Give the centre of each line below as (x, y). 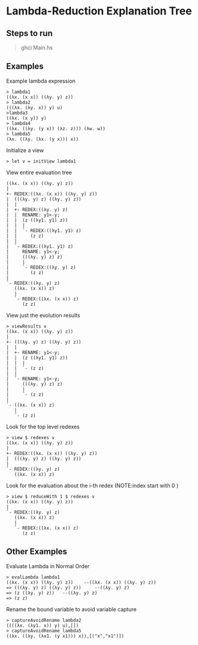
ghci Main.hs (36, 47)
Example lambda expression (41, 81)
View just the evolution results (43, 315)
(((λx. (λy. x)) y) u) (34, 107)
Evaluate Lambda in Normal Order (48, 566)
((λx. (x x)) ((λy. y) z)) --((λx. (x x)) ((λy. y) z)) (81, 582)
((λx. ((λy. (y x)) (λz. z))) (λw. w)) (56, 128)
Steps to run (29, 33)
